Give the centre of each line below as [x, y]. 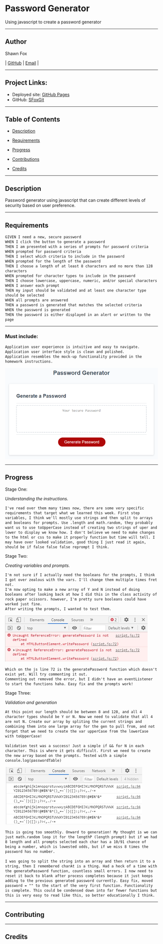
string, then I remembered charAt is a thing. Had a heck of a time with [81, 866]
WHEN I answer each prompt [32, 286]
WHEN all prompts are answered [37, 300]
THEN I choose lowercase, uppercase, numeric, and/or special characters [81, 281]
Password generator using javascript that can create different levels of [75, 200]
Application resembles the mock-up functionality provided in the [73, 357]
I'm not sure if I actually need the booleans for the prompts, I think [80, 575]
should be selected [25, 295]
